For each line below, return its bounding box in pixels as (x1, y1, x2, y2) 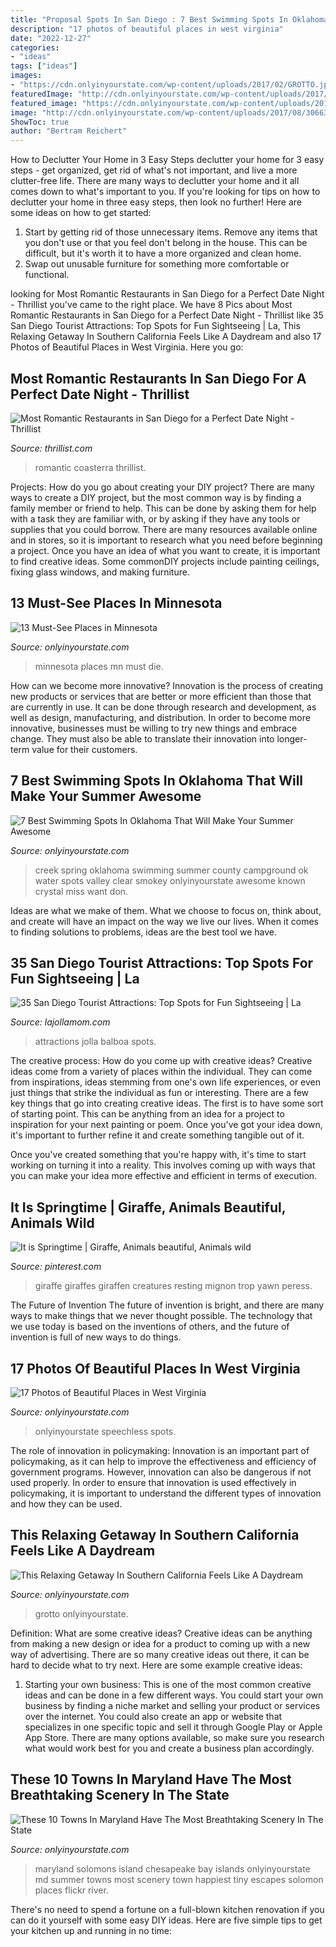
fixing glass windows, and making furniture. (10, 566, 190, 578)
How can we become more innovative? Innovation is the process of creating (10, 679, 324, 691)
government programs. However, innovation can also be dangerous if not (10, 1466, 312, 1478)
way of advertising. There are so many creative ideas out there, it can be (10, 1648, 310, 1660)
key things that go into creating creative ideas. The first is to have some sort (10, 1097, 324, 1110)
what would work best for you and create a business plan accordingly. (24, 1742, 315, 1754)
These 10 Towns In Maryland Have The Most (10, 1771, 292, 1788)
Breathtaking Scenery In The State (10, 1787, 230, 1804)
